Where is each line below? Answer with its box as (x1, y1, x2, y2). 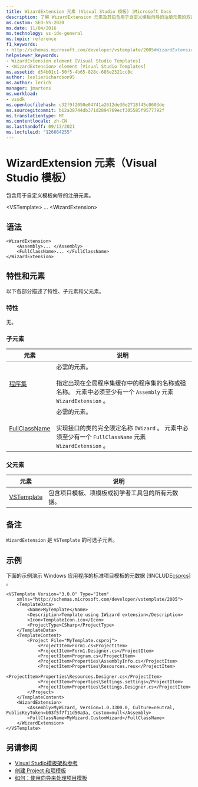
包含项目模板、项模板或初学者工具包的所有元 (48, 489, 173, 497)
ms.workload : (6, 91, 38, 97)
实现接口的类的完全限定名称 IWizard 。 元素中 (55, 424, 183, 432)
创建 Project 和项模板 (14, 767, 67, 774)
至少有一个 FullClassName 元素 (61, 433, 146, 441)
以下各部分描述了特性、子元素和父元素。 (6, 288, 104, 295)
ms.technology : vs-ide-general (6, 31, 83, 37)
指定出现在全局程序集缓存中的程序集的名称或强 (55, 379, 186, 387)
